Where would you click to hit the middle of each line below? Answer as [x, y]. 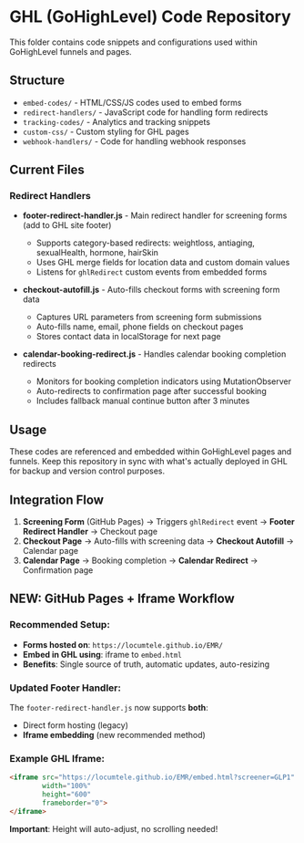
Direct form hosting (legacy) [76, 725]
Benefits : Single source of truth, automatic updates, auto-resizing [146, 664]
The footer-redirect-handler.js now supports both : [109, 708]
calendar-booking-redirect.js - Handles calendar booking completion [154, 354]
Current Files [47, 170]
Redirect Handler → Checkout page [90, 532]
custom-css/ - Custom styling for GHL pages [106, 131]
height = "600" [67, 795]
